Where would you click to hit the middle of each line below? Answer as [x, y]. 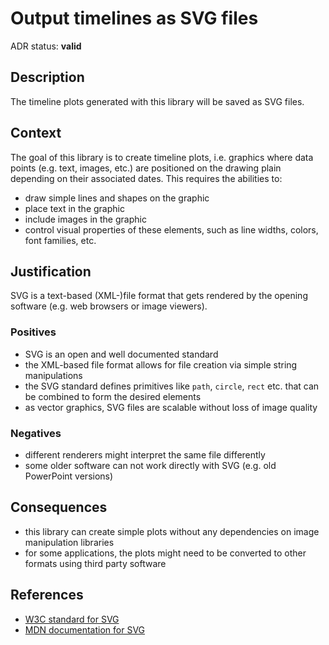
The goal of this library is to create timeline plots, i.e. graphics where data [162, 157]
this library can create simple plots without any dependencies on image [172, 531]
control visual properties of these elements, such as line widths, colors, [171, 229]
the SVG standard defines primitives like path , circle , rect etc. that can [172, 386]
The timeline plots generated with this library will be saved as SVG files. [157, 101]
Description [47, 77]
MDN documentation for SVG [85, 629]
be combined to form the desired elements [113, 396]
